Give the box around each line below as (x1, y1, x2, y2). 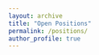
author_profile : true (8, 34, 81, 43)
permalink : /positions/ (8, 27, 89, 35)
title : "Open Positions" (8, 19, 92, 27)
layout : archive (8, 11, 63, 20)
